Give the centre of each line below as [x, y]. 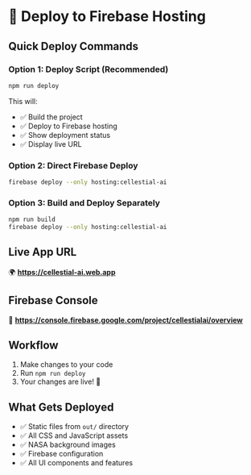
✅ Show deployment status [65, 135]
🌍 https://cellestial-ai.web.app [62, 272]
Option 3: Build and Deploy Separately [84, 202]
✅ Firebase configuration [62, 454]
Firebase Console [53, 300]
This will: [23, 101]
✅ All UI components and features [76, 463]
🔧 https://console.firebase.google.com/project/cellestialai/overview [125, 320]
